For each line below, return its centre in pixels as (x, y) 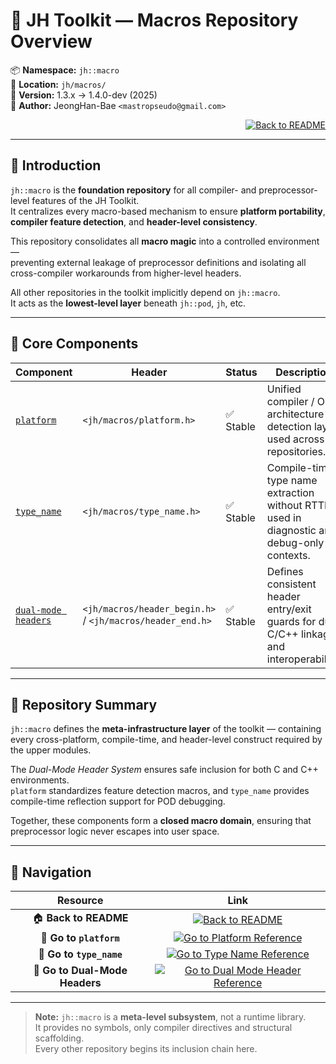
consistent (291, 584)
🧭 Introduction (56, 165)
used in (284, 517)
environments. (40, 780)
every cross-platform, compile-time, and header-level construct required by (166, 740)
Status (241, 372)
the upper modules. (51, 750)
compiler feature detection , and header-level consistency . (134, 221)
